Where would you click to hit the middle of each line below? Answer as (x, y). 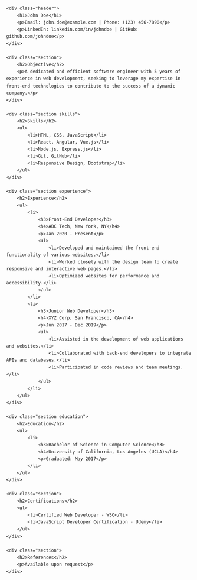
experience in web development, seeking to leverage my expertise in (93, 79)
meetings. (171, 367)
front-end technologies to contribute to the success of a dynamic (91, 86)
